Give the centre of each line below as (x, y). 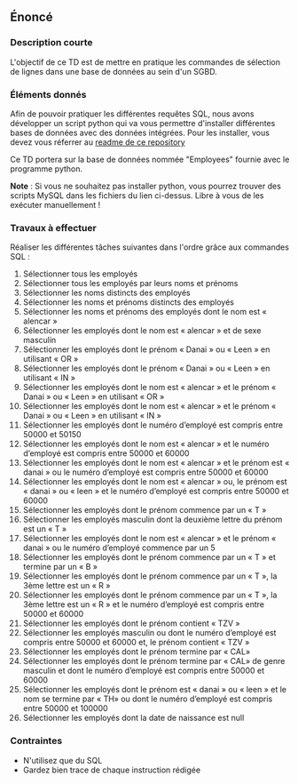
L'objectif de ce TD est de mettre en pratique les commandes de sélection (145, 62)
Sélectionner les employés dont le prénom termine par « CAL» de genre (154, 661)
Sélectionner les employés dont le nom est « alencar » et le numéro (146, 444)
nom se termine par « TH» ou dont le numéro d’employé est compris (148, 699)
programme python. (47, 168)
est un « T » (45, 529)
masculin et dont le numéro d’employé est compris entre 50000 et (144, 671)
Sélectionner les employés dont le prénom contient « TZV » (131, 623)
